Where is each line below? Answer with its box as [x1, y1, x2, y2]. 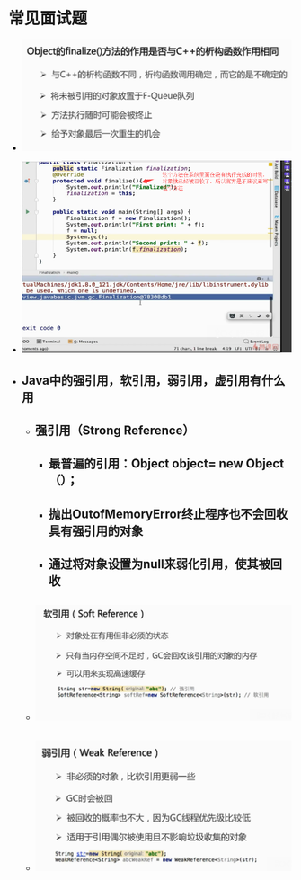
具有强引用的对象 [48, 523, 144, 538]
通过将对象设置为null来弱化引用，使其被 [48, 556, 270, 572]
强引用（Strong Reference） [34, 422, 195, 438]
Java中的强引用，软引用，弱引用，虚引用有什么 [21, 372, 286, 387]
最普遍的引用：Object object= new [48, 456, 243, 472]
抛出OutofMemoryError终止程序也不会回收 [48, 506, 288, 521]
